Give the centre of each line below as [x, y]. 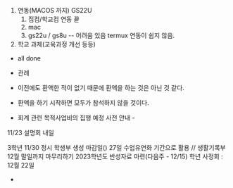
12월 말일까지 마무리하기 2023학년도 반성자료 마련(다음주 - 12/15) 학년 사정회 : [115, 156]
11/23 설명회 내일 [31, 133]
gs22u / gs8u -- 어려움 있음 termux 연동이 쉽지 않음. [101, 35]
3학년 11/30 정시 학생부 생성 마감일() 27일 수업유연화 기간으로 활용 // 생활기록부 [117, 148]
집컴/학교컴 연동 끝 [53, 19]
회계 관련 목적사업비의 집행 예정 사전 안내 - [76, 118]
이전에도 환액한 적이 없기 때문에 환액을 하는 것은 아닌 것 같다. [101, 88]
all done [29, 58]
